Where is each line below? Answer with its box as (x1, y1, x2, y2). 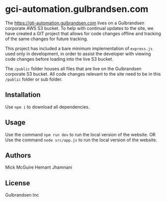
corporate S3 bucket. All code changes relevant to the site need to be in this (5, 71, 161, 77)
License (5, 179, 30, 187)
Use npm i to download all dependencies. (5, 103, 90, 110)
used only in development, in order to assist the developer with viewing (5, 51, 151, 57)
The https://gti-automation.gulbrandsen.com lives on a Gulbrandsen (5, 20, 145, 26)
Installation (5, 91, 41, 99)
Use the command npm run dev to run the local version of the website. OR (5, 131, 156, 137)
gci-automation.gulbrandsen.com (5, 3, 149, 15)
